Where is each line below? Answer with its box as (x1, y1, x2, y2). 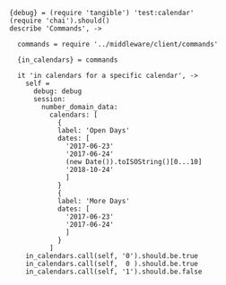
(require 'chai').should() (9, 16, 110, 25)
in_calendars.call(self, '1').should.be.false (25, 267, 203, 276)
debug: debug (32, 87, 83, 96)
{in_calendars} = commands (17, 56, 118, 65)
